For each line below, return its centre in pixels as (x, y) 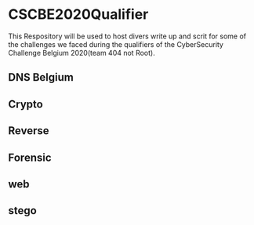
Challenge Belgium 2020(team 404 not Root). (82, 53)
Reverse (29, 131)
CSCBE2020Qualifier (78, 15)
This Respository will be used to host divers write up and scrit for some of (127, 36)
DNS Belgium (41, 77)
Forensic (30, 157)
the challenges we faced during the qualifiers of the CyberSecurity (116, 44)
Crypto (25, 104)
